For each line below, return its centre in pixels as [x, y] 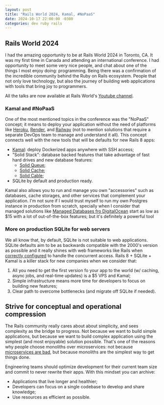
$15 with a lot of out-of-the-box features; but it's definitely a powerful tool [80, 216]
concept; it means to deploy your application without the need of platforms [81, 124]
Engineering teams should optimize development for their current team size [81, 367]
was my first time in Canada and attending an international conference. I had [82, 60]
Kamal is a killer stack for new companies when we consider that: [71, 261]
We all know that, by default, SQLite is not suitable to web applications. [77, 240]
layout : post [18, 10]
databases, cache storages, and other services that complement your [75, 196]
